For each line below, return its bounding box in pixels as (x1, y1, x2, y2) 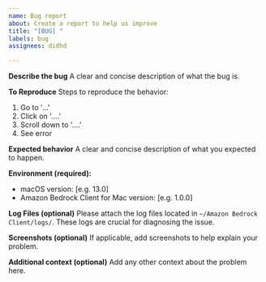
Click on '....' (19, 111, 62, 122)
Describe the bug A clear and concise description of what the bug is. (8, 71, 240, 81)
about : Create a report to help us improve (8, 19, 158, 28)
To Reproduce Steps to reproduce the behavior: (8, 87, 169, 97)
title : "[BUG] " (8, 27, 63, 35)
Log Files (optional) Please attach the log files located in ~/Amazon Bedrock (8, 208, 258, 219)
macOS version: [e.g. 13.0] (19, 184, 109, 194)
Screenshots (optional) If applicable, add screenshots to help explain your (8, 233, 258, 243)
